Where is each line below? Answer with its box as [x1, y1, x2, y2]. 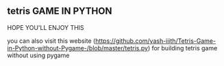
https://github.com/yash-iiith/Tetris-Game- [95, 37, 216, 45]
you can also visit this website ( [7, 37, 96, 45]
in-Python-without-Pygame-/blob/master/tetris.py [7, 44, 149, 52]
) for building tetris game [147, 44, 218, 52]
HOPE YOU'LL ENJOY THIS [7, 23, 84, 31]
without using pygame [7, 51, 70, 59]
